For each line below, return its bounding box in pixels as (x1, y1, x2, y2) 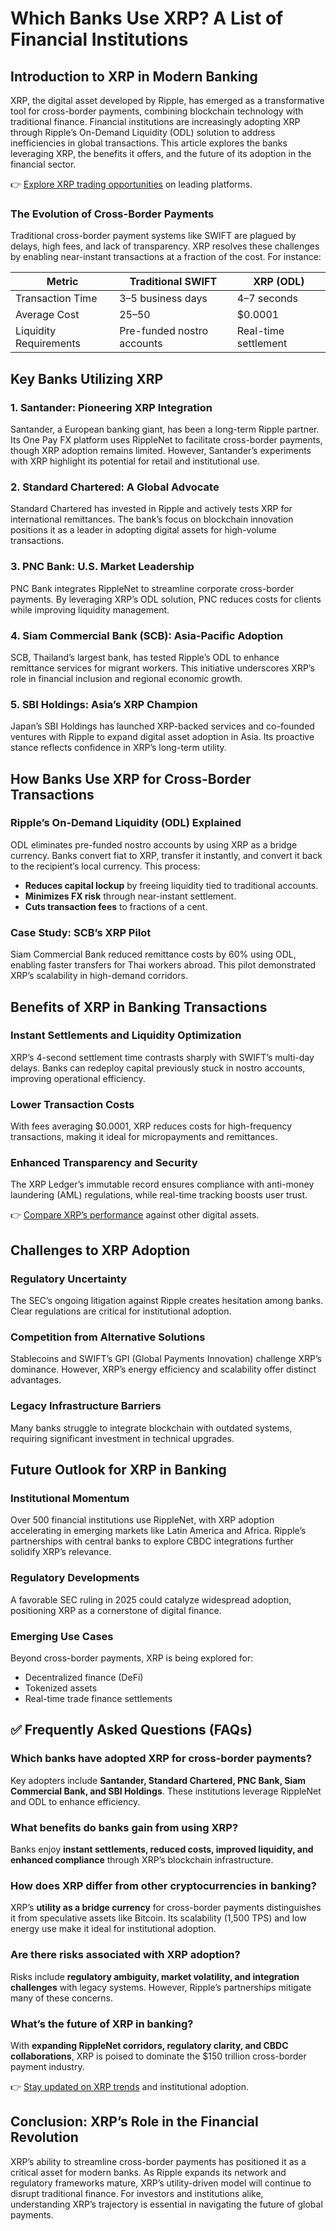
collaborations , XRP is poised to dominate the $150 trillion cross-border (10, 2050, 307, 2062)
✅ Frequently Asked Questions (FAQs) (10, 1722, 253, 1739)
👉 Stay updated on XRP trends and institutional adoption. (10, 2080, 249, 2092)
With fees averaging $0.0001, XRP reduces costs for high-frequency (10, 1120, 293, 1132)
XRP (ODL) (253, 275, 305, 289)
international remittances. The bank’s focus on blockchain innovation (10, 513, 294, 526)
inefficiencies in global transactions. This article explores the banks (10, 137, 288, 149)
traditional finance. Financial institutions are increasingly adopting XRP (10, 116, 301, 127)
